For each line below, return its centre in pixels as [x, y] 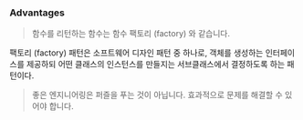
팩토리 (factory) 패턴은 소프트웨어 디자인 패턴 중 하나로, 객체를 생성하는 [136, 53]
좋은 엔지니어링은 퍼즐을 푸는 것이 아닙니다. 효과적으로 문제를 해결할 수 [157, 95]
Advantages [37, 13]
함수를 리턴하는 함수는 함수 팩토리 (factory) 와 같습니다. [131, 34]
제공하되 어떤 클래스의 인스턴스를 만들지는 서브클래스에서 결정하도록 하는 [156, 65]
